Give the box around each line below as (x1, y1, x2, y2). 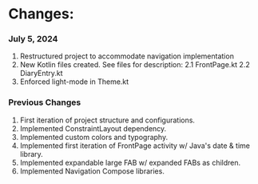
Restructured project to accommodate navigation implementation (19, 51, 234, 61)
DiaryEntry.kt (19, 69, 63, 78)
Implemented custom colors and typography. (19, 132, 169, 142)
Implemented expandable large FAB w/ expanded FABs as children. (19, 158, 241, 167)
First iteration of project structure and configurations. (19, 115, 196, 125)
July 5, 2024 (8, 34, 58, 45)
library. (19, 149, 44, 158)
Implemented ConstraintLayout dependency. (19, 123, 167, 133)
